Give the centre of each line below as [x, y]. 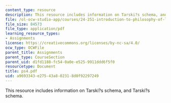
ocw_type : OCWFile [25, 48]
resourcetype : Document [31, 66]
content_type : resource [31, 10]
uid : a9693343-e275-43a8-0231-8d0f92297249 [52, 76]
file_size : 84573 [24, 24]
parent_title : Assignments [34, 52]
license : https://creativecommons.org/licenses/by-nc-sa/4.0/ [73, 43]
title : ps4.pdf [21, 72]
